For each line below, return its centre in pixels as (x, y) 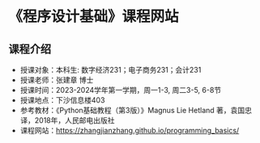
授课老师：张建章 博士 (57, 80)
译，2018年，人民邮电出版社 (67, 120)
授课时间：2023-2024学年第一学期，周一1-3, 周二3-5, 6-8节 (121, 90)
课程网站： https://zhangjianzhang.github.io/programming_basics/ (130, 130)
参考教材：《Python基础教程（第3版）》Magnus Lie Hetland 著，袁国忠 (136, 110)
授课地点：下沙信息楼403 (62, 100)
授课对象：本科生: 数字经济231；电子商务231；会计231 (111, 70)
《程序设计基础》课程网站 (94, 17)
